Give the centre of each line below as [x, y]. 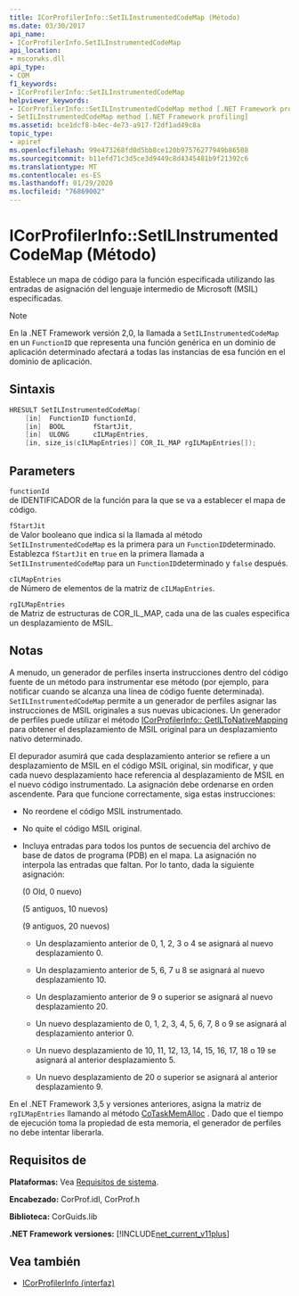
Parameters [42, 471]
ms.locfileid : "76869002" [57, 192]
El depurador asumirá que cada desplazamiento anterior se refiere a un [140, 755]
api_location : [36, 51]
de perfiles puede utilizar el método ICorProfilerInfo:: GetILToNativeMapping [149, 720]
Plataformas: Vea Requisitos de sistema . [84, 1182]
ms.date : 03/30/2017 [48, 26]
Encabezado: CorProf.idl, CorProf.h [75, 1199]
